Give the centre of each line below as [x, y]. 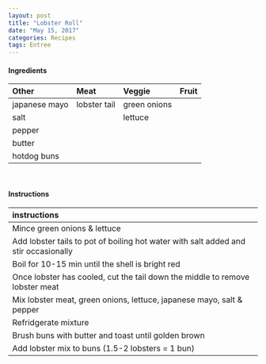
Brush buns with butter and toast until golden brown [108, 335]
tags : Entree [30, 45]
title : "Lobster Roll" [46, 23]
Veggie [137, 91]
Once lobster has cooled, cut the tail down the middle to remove [131, 277]
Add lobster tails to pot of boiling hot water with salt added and [129, 241]
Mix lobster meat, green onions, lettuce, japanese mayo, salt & [127, 300]
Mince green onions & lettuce [66, 228]
